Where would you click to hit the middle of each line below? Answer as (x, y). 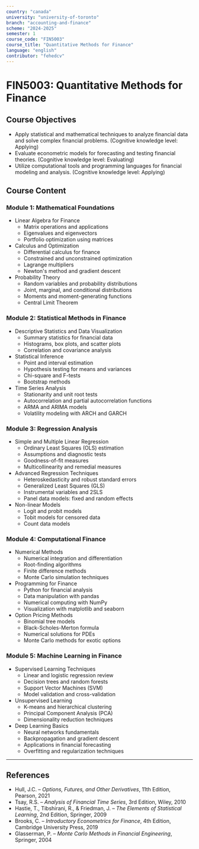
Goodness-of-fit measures (56, 460)
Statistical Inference (39, 356)
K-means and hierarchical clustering (68, 707)
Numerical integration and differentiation (73, 558)
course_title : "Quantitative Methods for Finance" (70, 45)
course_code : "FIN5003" (36, 39)
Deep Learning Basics (41, 725)
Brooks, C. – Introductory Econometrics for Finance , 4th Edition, (93, 821)
